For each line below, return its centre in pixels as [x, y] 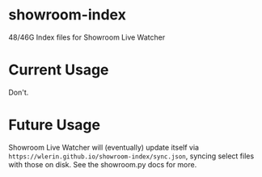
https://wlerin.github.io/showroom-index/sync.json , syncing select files [131, 156]
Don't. [19, 92]
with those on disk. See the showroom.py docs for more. [103, 164]
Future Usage [55, 125]
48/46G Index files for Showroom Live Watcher [87, 37]
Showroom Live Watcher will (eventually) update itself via [104, 147]
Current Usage [59, 70]
